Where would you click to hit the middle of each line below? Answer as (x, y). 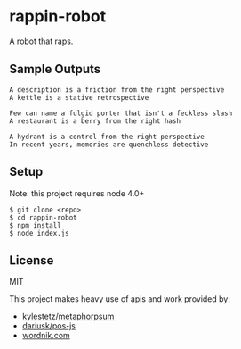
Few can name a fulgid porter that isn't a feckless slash (121, 113)
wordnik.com (46, 336)
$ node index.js (39, 233)
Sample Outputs (55, 69)
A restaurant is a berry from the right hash (95, 121)
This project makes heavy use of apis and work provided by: (120, 299)
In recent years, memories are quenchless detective (109, 145)
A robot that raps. (41, 41)
